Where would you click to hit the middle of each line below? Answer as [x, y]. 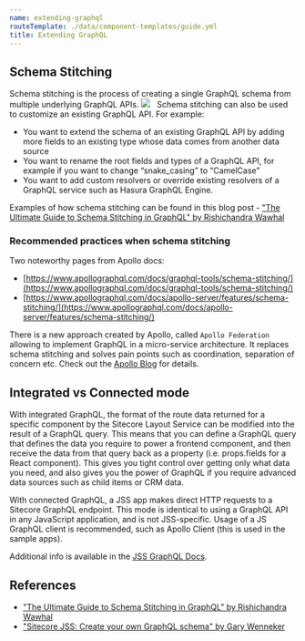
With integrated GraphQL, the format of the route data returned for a [137, 415]
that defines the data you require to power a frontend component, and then [150, 444]
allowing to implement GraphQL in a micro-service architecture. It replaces [149, 345]
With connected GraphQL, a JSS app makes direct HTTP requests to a [141, 500]
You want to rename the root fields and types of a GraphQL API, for [148, 161]
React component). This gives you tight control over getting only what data [150, 463]
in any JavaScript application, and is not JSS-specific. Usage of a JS [138, 520]
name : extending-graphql [56, 18]
